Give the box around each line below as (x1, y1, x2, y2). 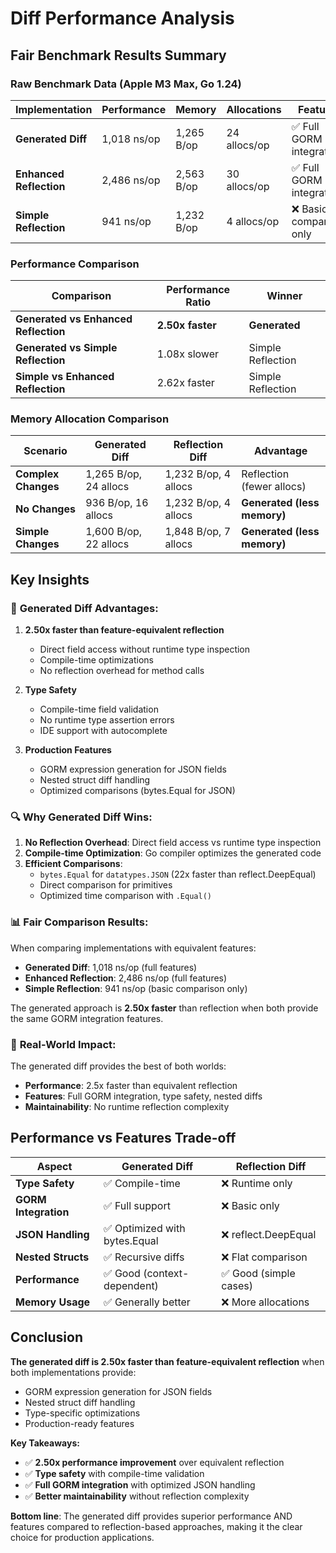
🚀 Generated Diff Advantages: (10, 601, 159, 615)
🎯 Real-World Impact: (10, 1037, 117, 1051)
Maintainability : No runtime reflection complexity (24, 1101, 230, 1113)
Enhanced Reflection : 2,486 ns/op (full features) (24, 972, 228, 984)
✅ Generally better (103, 1295, 191, 1309)
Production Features (24, 744, 112, 756)
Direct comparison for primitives (39, 879, 173, 891)
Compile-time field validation (39, 703, 159, 716)
